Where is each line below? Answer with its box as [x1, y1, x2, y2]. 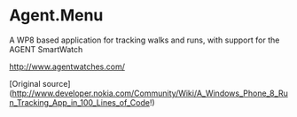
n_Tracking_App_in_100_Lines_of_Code [9, 97, 151, 107]
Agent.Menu [9, 5, 104, 26]
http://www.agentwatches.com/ [9, 61, 126, 72]
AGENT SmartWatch [9, 43, 83, 54]
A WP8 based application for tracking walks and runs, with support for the [9, 35, 280, 45]
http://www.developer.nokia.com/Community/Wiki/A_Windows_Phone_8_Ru [12, 88, 288, 98]
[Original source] [9, 78, 71, 89]
